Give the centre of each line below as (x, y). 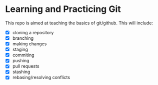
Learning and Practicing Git (63, 9)
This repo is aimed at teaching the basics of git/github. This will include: (79, 23)
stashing (21, 72)
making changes (29, 44)
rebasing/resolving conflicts (41, 78)
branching (23, 38)
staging (20, 49)
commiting (23, 55)
